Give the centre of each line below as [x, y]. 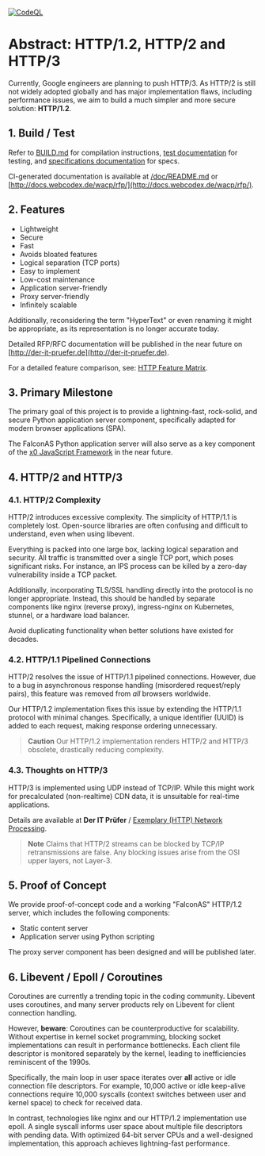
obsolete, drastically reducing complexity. [96, 750]
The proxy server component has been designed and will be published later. [132, 952]
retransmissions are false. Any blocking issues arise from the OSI [133, 852]
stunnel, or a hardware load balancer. [69, 616]
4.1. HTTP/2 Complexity [55, 500]
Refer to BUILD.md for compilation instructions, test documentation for [123, 152]
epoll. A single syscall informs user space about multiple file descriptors [125, 1127]
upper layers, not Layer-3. [70, 860]
